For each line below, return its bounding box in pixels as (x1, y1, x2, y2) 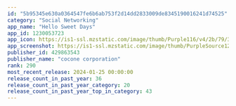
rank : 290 (7, 62, 37, 69)
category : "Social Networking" (7, 17, 99, 24)
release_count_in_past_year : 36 (7, 75, 102, 82)
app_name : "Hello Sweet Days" (7, 23, 96, 30)
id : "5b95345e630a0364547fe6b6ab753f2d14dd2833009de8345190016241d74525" (7, 10, 228, 17)
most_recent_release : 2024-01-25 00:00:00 (7, 68, 133, 75)
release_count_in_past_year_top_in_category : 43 (7, 88, 152, 95)
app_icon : (7, 36, 37, 43)
